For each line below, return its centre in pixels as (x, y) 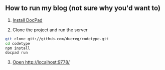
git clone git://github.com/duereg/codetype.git (57, 39)
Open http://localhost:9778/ (41, 62)
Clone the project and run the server (50, 30)
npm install (18, 48)
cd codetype (18, 43)
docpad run (17, 53)
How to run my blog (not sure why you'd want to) (83, 8)
